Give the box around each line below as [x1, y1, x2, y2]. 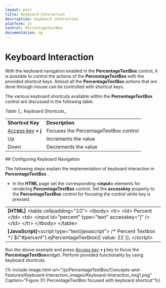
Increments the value [46, 135, 95, 142]
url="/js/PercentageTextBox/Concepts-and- [52, 267, 142, 273]
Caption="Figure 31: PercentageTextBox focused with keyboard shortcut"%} [5, 277, 161, 283]
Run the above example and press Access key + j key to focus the [5, 246, 139, 252]
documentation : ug [5, 30, 43, 35]
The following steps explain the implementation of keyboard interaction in [5, 165, 155, 171]
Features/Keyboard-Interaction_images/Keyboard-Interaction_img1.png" [5, 272, 152, 278]
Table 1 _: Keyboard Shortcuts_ [5, 108, 67, 114]
